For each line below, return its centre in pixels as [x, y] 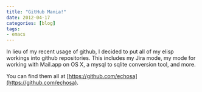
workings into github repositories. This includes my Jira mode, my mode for [101, 58]
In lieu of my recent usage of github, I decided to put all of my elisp [90, 51]
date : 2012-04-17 [28, 18]
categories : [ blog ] [31, 23]
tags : [13, 29]
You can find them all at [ [37, 76]
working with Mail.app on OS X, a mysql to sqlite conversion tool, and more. [101, 65]
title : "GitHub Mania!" [37, 12]
